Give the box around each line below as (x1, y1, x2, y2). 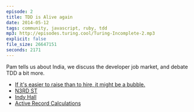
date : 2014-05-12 (6, 19, 49, 25)
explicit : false (6, 36, 46, 42)
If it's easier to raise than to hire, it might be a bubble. (14, 81, 145, 88)
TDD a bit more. (6, 69, 45, 77)
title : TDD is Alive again (6, 14, 73, 20)
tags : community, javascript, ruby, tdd (6, 25, 108, 31)
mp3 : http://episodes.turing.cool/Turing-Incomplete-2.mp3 (6, 31, 155, 37)
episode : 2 (6, 8, 33, 15)
